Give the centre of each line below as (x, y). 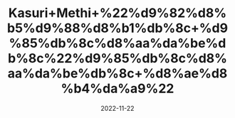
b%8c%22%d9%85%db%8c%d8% (117, 59)
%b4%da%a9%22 (117, 88)
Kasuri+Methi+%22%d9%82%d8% (117, 13)
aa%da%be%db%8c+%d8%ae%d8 (117, 74)
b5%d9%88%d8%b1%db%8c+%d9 (117, 28)
